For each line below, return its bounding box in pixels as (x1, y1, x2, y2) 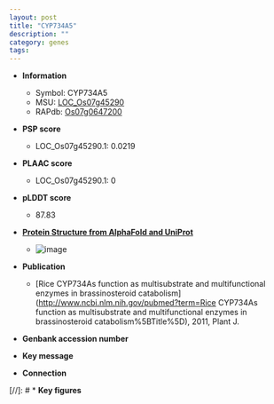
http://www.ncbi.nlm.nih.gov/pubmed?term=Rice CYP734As (38, 297, 259, 308)
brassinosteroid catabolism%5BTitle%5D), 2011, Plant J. (35, 316, 239, 327)
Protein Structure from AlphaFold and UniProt (21, 227, 193, 238)
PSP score (21, 123, 61, 134)
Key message (21, 351, 74, 361)
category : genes (9, 37, 69, 47)
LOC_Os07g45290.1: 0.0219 (35, 141, 136, 152)
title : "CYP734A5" (9, 21, 77, 30)
